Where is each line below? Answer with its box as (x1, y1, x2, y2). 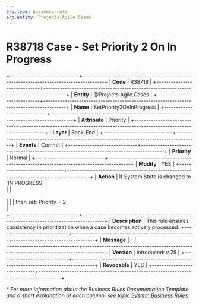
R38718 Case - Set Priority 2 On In (6, 40, 177, 54)
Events (18, 142, 37, 149)
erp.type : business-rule (6, 8, 68, 15)
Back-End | (71, 129, 99, 136)
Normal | (9, 154, 31, 161)
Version (112, 249, 132, 256)
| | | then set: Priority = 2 (6, 199, 67, 206)
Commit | (40, 142, 64, 149)
